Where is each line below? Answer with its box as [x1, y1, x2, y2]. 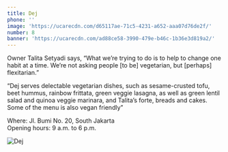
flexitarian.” [7, 69, 40, 77]
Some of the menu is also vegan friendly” [7, 104, 124, 112]
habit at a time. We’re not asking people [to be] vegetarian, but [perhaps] [7, 61, 212, 70]
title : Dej [7, 10, 38, 17]
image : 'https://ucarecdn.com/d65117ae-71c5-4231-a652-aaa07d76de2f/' [7, 22, 212, 29]
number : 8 [7, 29, 35, 36]
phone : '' [7, 16, 35, 23]
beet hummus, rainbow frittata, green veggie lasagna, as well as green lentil [7, 89, 220, 97]
